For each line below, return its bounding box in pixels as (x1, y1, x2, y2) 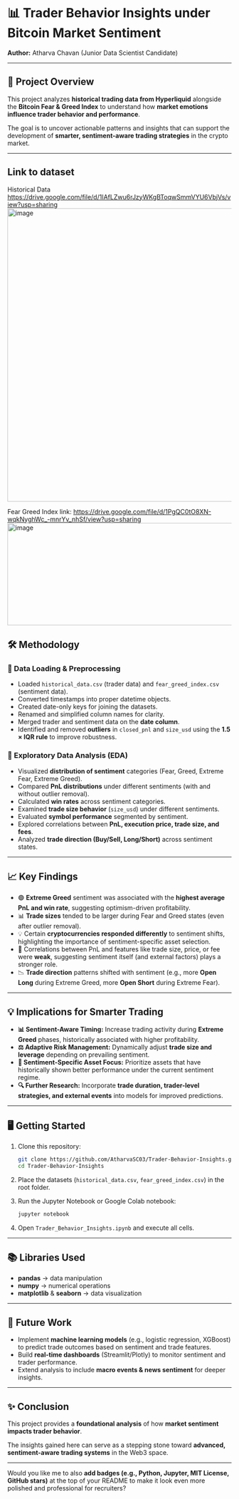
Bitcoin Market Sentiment (7, 25, 161, 41)
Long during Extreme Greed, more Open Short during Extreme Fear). (17, 978, 221, 987)
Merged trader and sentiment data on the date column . (17, 718, 180, 726)
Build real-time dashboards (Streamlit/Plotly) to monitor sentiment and (17, 1350, 226, 1359)
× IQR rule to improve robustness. (17, 733, 117, 741)
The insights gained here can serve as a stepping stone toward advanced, (7, 1441, 226, 1449)
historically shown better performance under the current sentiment (17, 1065, 214, 1075)
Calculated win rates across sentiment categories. (17, 797, 166, 805)
